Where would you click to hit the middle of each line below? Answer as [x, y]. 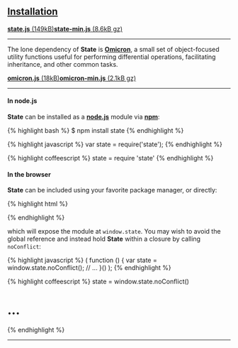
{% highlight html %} [38, 204]
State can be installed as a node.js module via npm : [84, 117]
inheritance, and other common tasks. [63, 64]
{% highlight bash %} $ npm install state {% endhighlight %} [96, 131]
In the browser [29, 174]
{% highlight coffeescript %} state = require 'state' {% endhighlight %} [110, 158]
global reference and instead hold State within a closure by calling [104, 239]
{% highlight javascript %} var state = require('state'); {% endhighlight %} [115, 144]
